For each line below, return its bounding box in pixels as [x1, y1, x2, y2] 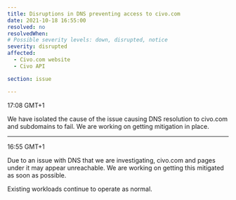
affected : [7, 50, 37, 57]
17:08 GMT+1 [7, 101, 45, 109]
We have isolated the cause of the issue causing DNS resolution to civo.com [7, 114, 228, 123]
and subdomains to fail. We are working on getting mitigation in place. [7, 122, 209, 130]
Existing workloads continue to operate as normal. [7, 185, 152, 193]
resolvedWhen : [7, 30, 49, 37]
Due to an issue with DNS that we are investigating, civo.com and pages [7, 156, 216, 164]
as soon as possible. [7, 170, 67, 180]
